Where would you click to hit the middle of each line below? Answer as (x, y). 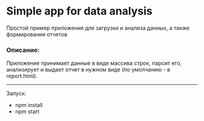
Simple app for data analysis (80, 11)
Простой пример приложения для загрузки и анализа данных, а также (98, 28)
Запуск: (16, 93)
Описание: (23, 50)
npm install (29, 105)
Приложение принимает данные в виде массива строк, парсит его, (94, 63)
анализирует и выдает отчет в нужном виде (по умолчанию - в (88, 70)
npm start (27, 112)
